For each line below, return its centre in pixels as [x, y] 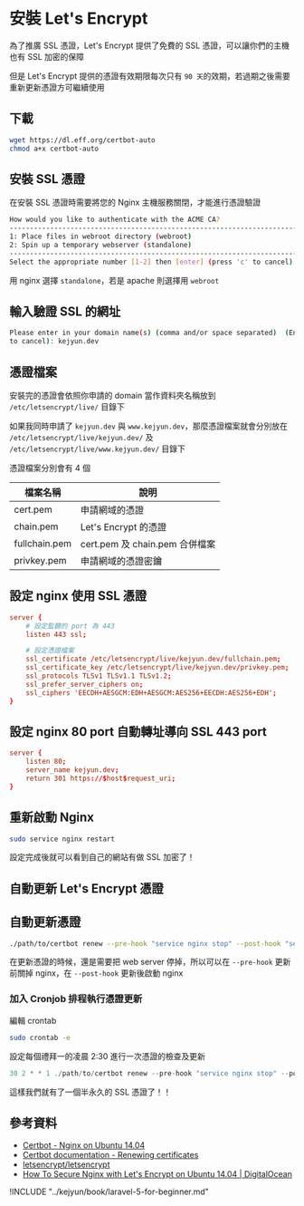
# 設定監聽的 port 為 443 [70, 626]
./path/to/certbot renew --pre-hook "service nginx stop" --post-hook [145, 943]
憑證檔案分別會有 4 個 [50, 468]
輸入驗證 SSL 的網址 [65, 311]
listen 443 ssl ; [57, 634]
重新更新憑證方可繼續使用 [57, 87]
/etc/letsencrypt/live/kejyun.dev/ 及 [81, 437]
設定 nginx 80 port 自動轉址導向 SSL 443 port [138, 732]
